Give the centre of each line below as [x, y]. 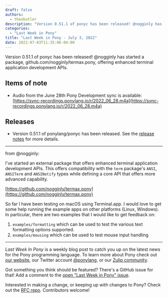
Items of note [26, 83]
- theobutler [23, 19]
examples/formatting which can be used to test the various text [77, 224]
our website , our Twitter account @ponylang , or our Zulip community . [77, 260]
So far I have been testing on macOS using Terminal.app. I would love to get [83, 204]
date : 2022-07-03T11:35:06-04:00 [40, 43]
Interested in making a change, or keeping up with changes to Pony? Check [83, 285]
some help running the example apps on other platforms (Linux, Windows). [82, 209]
